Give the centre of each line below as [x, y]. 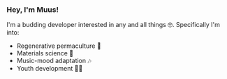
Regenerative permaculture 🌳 [59, 46]
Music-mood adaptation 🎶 [54, 61]
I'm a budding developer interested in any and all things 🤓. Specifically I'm [113, 25]
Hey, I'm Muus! [32, 10]
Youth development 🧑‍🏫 [50, 69]
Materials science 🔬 [45, 53]
